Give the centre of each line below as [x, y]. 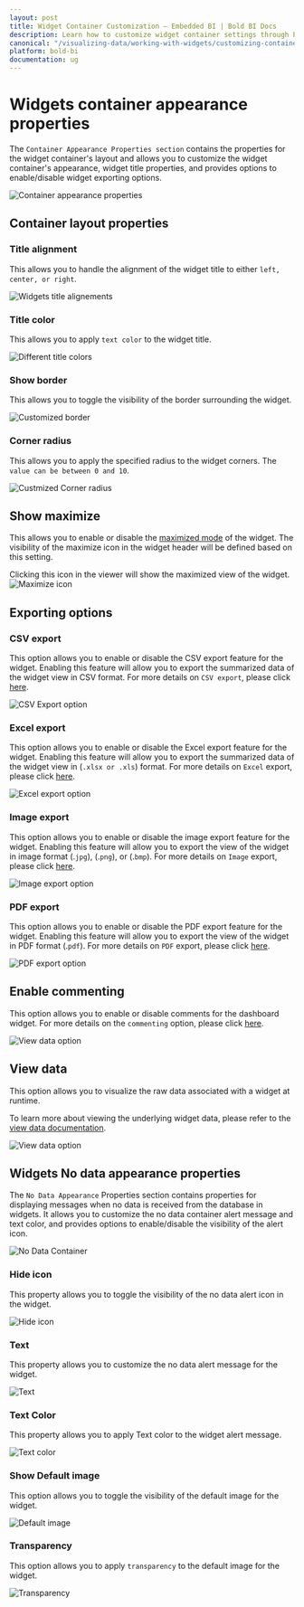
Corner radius [41, 441]
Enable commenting [67, 992]
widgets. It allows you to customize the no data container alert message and [152, 1215]
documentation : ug [44, 60]
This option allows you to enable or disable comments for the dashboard [144, 1013]
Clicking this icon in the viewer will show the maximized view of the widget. [150, 574]
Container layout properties [89, 224]
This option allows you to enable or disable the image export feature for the [150, 837]
